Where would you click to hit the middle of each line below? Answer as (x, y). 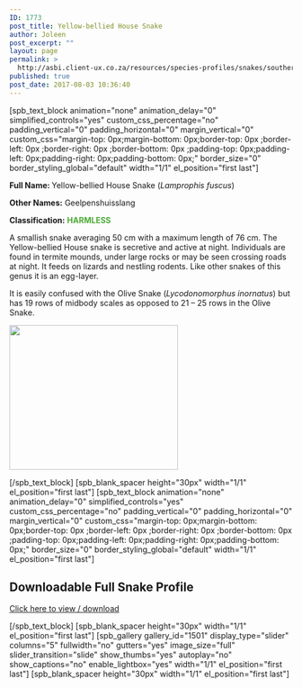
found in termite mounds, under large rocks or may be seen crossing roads (148, 257)
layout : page (34, 51)
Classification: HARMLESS (60, 220)
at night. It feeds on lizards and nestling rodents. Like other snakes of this (145, 266)
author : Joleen (38, 34)
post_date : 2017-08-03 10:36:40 (70, 85)
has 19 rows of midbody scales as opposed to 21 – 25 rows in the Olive (140, 303)
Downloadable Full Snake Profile (102, 588)
